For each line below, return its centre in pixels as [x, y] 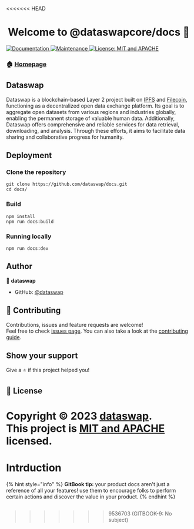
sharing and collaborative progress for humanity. [65, 137]
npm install [21, 216]
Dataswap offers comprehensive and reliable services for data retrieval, [93, 124]
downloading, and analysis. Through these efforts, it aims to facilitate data [96, 130]
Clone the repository [36, 172]
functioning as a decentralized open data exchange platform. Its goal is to [95, 106]
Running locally [29, 236]
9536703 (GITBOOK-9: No [140, 514]
